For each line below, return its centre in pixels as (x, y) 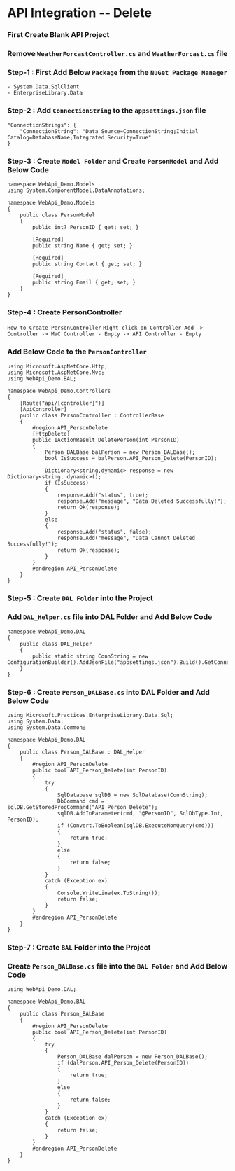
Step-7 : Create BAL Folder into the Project (79, 947)
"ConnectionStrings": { (42, 125)
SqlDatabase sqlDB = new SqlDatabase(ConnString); (133, 795)
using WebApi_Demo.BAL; (42, 379)
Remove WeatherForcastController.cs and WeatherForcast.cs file (117, 54)
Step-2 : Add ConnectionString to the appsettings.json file (107, 111)
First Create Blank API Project (58, 35)
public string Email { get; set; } (84, 282)
